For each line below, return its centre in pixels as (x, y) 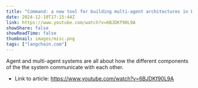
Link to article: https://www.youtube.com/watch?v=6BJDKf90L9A (94, 78)
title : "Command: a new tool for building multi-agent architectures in (97, 11)
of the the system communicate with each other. (65, 67)
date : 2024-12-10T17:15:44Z (41, 17)
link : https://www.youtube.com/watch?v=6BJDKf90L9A (71, 22)
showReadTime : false (32, 33)
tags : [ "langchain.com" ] (37, 45)
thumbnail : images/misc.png (41, 39)
